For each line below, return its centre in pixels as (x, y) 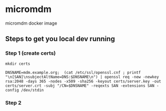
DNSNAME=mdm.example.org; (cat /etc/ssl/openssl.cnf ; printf (73, 72)
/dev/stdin (32, 90)
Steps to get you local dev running (60, 39)
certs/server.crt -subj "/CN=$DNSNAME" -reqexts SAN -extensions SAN (80, 86)
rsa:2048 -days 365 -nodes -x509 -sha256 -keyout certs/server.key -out (83, 81)
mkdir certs (18, 64)
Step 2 (13, 102)
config (12, 90)
